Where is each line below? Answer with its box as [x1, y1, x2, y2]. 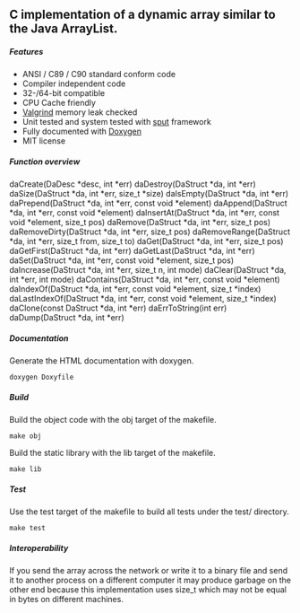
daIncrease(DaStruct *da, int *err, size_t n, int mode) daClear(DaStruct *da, [9, 265, 287, 276]
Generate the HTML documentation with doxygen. [9, 355, 194, 366]
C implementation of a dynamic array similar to [9, 7, 276, 22]
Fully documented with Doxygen [21, 126, 141, 137]
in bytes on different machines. [9, 594, 124, 605]
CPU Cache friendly [21, 98, 97, 109]
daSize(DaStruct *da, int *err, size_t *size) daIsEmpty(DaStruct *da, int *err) [9, 188, 289, 199]
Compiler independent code [21, 78, 126, 89]
